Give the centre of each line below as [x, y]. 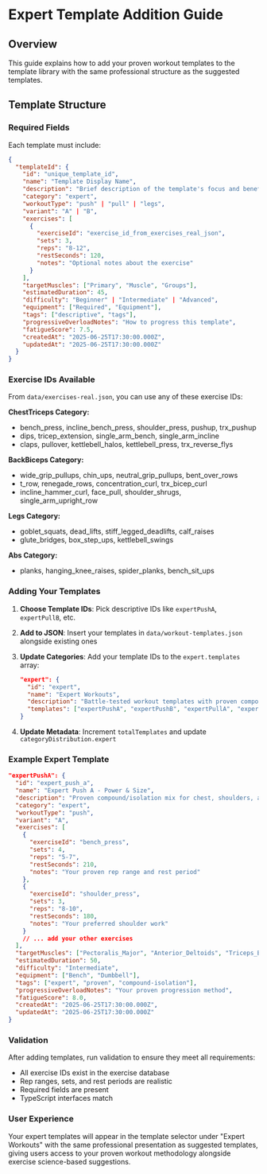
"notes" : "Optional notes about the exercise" [115, 263]
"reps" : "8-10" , [56, 909]
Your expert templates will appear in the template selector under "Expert [126, 1136]
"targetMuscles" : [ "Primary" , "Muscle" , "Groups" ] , [110, 285]
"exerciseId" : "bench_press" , [79, 842]
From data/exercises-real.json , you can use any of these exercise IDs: [126, 397]
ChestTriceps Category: [49, 412]
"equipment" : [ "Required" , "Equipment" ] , [92, 308]
